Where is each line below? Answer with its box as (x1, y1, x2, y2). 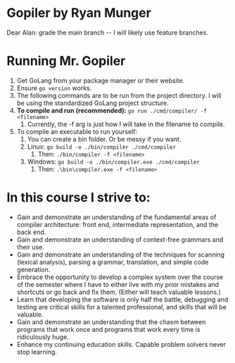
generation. (16, 265, 51, 273)
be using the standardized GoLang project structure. (16, 99, 170, 107)
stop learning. (16, 347, 58, 356)
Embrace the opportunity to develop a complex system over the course (16, 273, 223, 281)
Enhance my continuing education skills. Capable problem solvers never (16, 340, 227, 348)
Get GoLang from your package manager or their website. (16, 76, 185, 85)
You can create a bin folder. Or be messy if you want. (27, 135, 182, 143)
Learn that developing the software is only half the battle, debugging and (16, 295, 229, 304)
